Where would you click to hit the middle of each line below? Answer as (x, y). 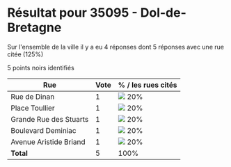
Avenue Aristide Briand (48, 142)
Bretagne (34, 27)
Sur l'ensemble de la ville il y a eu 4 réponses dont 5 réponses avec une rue (116, 47)
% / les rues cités (148, 85)
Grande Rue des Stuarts (50, 119)
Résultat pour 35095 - (72, 13)
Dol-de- (163, 13)
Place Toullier (33, 108)
